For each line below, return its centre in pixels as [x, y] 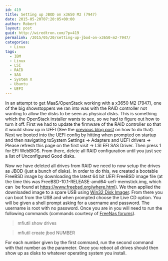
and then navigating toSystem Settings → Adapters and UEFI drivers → [78, 140]
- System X [21, 79]
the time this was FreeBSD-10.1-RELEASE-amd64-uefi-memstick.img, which [83, 181]
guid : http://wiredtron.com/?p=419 [42, 33]
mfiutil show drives [37, 223]
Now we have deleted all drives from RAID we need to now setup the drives [83, 166]
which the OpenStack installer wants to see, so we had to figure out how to [82, 119]
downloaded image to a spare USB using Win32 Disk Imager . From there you [84, 192]
